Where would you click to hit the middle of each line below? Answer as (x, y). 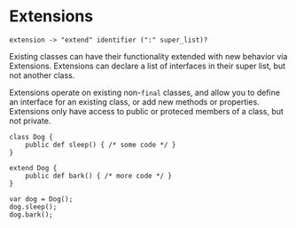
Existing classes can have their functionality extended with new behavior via (148, 56)
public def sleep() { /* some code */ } (101, 145)
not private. (30, 121)
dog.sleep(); (33, 207)
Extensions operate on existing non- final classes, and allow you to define (145, 92)
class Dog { (31, 137)
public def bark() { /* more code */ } (99, 176)
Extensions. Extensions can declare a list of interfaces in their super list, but (148, 66)
